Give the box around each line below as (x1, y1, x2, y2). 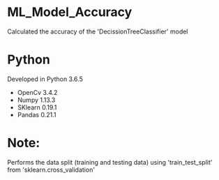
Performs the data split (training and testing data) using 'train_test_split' (7, 158, 213, 166)
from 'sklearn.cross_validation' (7, 165, 96, 174)
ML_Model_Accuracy (7, 4, 133, 20)
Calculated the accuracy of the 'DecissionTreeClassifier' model (7, 27, 188, 36)
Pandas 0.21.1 (17, 110, 56, 119)
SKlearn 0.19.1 (17, 103, 57, 112)
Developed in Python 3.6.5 (7, 75, 84, 83)
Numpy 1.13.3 (17, 96, 56, 104)
